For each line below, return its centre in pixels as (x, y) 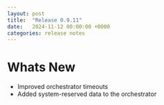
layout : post (26, 14)
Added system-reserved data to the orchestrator (87, 94)
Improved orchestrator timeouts (63, 87)
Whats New (41, 67)
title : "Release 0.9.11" (44, 20)
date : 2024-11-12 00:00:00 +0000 (59, 26)
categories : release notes (46, 33)
